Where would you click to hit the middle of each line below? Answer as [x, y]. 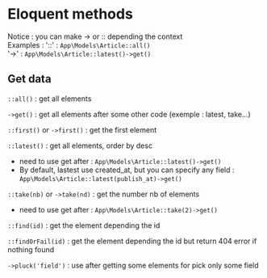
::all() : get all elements [50, 99]
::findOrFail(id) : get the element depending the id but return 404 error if [132, 241]
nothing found [31, 249]
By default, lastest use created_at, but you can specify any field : [127, 170]
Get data [29, 79]
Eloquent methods [71, 14]
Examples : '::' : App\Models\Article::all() [79, 44]
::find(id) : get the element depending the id [84, 225]
